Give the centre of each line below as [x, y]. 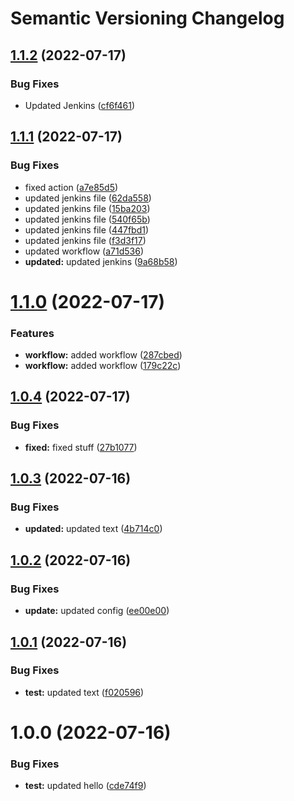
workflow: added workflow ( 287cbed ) [103, 355]
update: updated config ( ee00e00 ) [97, 611]
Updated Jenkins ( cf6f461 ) [80, 105]
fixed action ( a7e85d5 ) [71, 187]
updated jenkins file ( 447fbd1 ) [87, 229]
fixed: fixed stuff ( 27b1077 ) [81, 447]
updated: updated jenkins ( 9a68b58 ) [101, 261]
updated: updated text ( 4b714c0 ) [93, 529]
